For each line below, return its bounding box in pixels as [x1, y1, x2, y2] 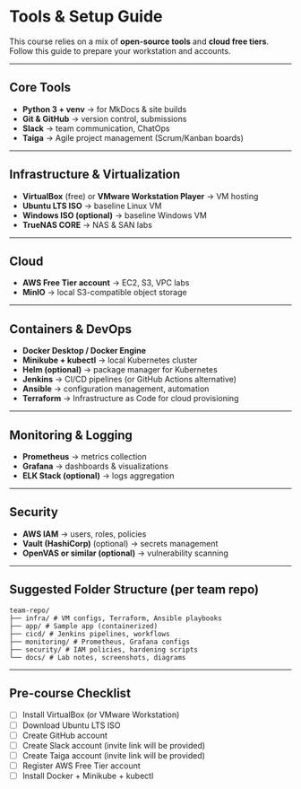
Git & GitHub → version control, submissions [21, 113, 187, 124]
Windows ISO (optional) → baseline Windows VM [21, 209, 208, 221]
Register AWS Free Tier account [21, 760, 141, 771]
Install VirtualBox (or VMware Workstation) [21, 709, 180, 720]
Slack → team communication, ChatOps [21, 123, 170, 134]
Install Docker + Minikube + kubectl [21, 770, 154, 781]
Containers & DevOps [9, 321, 133, 337]
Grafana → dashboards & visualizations [21, 460, 168, 471]
